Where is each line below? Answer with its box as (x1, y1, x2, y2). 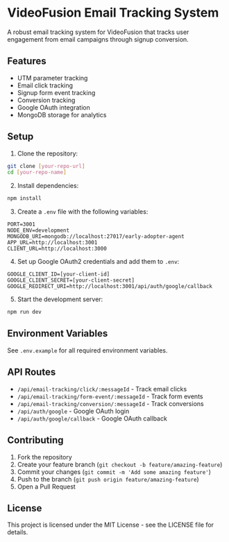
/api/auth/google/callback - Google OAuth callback (17, 414, 168, 423)
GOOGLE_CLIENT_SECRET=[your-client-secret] (7, 277, 135, 284)
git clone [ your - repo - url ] (7, 162, 85, 169)
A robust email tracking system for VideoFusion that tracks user (7, 28, 189, 36)
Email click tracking (17, 81, 74, 90)
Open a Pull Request (17, 482, 76, 491)
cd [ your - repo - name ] (7, 169, 67, 176)
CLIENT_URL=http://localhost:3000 (7, 245, 108, 253)
